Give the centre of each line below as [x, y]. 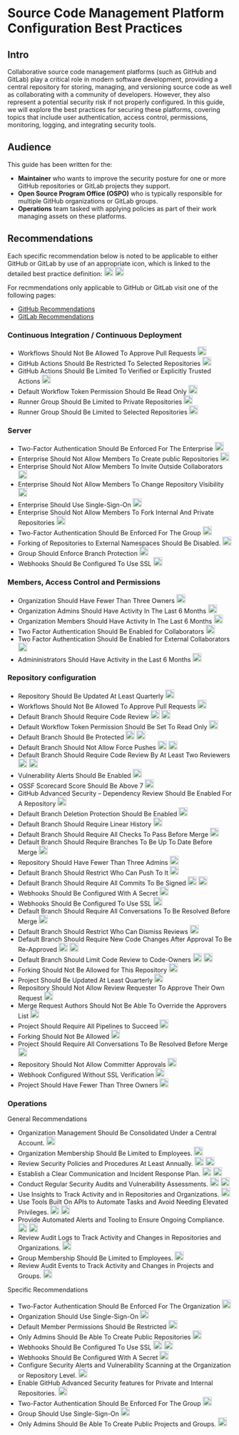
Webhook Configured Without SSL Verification [86, 1075]
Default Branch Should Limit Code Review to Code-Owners [104, 959]
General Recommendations [47, 1119]
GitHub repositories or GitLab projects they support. [94, 186]
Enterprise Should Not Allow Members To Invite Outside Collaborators [120, 467]
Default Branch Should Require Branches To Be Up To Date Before [115, 842]
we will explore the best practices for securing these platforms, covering [114, 110]
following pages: [32, 295]
